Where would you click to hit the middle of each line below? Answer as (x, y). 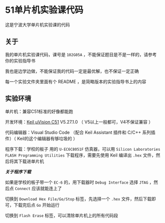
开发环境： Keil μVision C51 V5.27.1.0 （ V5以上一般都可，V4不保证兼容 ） (79, 122)
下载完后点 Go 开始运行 (37, 205)
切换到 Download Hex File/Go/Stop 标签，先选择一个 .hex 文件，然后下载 (78, 199)
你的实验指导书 (20, 61)
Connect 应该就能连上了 (38, 188)
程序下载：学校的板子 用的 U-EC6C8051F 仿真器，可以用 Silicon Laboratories (83, 149)
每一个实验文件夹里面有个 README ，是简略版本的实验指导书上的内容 (76, 81)
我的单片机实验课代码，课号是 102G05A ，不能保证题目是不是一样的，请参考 (81, 54)
